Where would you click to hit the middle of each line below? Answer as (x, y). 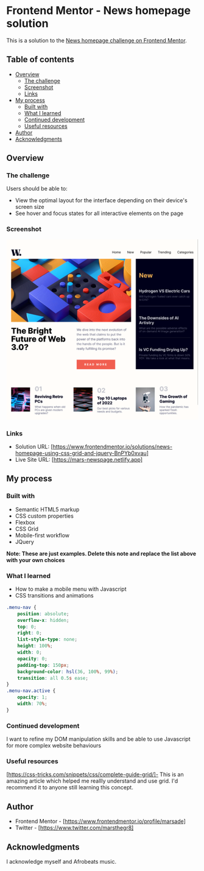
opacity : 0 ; (32, 658)
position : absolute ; (43, 614)
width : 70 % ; (32, 704)
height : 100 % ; (35, 646)
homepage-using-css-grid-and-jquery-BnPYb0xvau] (82, 453)
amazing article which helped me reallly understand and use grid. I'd (92, 781)
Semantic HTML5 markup (47, 509)
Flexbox (25, 522)
